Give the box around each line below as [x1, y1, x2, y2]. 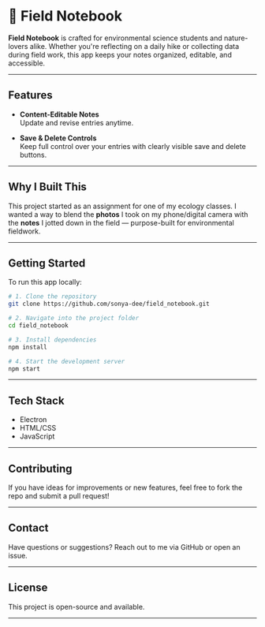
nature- [223, 33, 248, 43]
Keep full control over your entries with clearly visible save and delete [19, 141, 246, 151]
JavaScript [19, 431, 55, 441]
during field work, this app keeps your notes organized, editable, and [8, 50, 233, 59]
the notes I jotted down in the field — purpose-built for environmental [8, 218, 234, 227]
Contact [8, 521, 49, 535]
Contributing [8, 461, 73, 476]
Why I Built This [8, 181, 87, 194]
